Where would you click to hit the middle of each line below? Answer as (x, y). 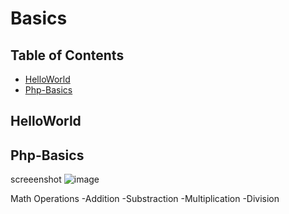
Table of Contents (67, 55)
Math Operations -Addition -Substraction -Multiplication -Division (145, 199)
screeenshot (36, 179)
